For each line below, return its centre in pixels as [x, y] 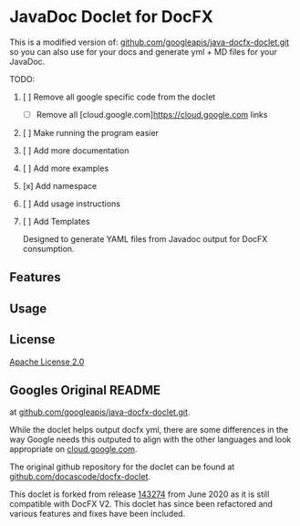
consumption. [48, 249]
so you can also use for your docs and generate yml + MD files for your [144, 51]
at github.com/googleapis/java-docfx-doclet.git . [100, 412]
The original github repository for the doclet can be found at [122, 467]
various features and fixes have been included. [98, 514]
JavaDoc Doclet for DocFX [112, 17]
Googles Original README [85, 390]
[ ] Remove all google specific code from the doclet [119, 97]
